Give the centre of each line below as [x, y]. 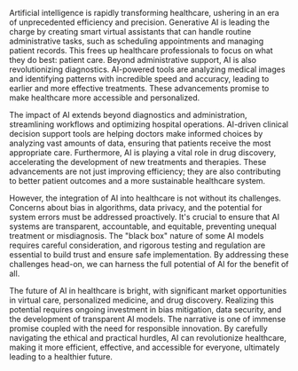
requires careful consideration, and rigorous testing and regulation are [137, 245]
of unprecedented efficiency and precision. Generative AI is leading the [140, 22]
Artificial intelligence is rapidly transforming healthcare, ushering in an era [144, 13]
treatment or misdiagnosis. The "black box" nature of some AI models [137, 236]
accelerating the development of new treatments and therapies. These [138, 162]
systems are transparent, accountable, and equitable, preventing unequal [143, 226]
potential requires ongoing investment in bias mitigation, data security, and [145, 309]
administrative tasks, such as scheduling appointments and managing [137, 41]
